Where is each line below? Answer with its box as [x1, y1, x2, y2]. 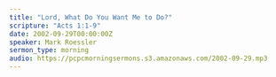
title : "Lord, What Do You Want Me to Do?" [9, 12, 173, 22]
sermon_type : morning [9, 46, 90, 55]
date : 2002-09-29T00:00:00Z [9, 29, 114, 38]
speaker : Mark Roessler [9, 37, 98, 47]
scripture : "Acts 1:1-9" [9, 21, 101, 30]
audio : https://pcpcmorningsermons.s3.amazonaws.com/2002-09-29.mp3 [9, 54, 268, 63]
